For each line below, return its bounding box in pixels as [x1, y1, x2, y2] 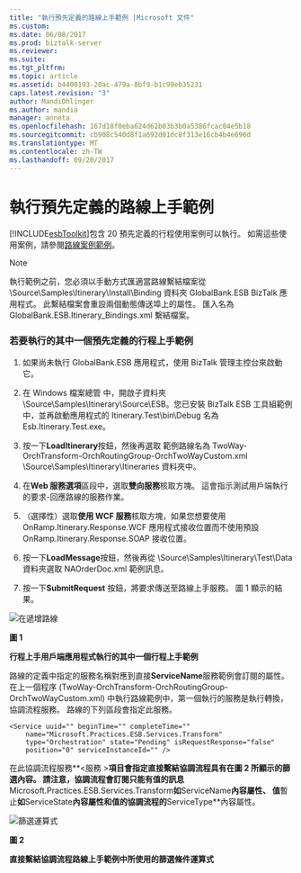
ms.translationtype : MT [9, 139, 99, 148]
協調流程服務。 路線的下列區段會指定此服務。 [9, 704, 177, 715]
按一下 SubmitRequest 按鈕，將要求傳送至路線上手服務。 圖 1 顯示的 [22, 582, 275, 593]
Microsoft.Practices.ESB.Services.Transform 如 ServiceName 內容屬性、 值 [9, 785, 280, 796]
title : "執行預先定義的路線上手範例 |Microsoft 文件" [9, 13, 195, 22]
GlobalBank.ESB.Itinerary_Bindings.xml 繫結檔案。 [9, 310, 195, 320]
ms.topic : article [9, 72, 78, 81]
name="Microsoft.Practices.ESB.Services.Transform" [25, 730, 223, 739]
